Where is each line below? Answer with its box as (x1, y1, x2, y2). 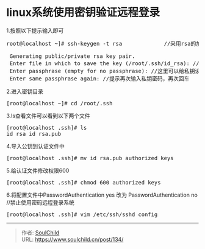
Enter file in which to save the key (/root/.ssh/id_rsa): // (9, 60, 200, 67)
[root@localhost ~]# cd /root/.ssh (6, 100, 113, 107)
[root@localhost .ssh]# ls (6, 124, 87, 131)
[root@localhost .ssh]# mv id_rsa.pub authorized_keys (6, 155, 174, 161)
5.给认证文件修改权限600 (6, 167, 70, 174)
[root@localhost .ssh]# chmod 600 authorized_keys (6, 179, 161, 186)
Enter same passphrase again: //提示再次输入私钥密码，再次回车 (9, 75, 190, 82)
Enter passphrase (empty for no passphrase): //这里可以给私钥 (9, 68, 195, 74)
